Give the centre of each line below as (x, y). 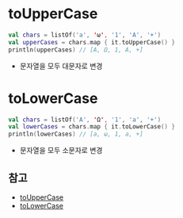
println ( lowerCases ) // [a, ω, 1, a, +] (76, 134)
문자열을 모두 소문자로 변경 (61, 151)
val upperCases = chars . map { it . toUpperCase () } (92, 42)
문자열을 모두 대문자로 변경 (61, 66)
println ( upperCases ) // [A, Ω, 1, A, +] (76, 50)
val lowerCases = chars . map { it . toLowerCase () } (92, 127)
